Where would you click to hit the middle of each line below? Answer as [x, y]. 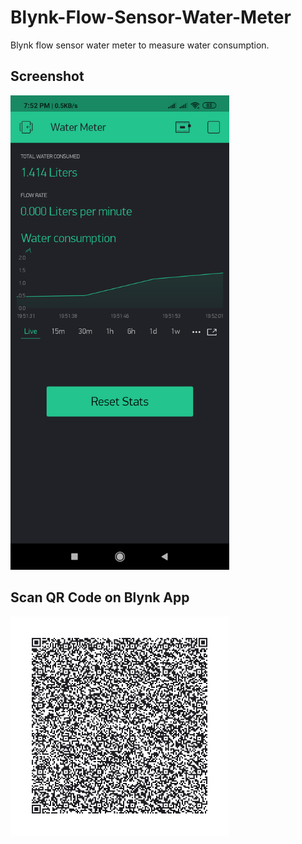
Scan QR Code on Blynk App [100, 597]
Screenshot [47, 76]
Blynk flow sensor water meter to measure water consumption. [140, 45]
